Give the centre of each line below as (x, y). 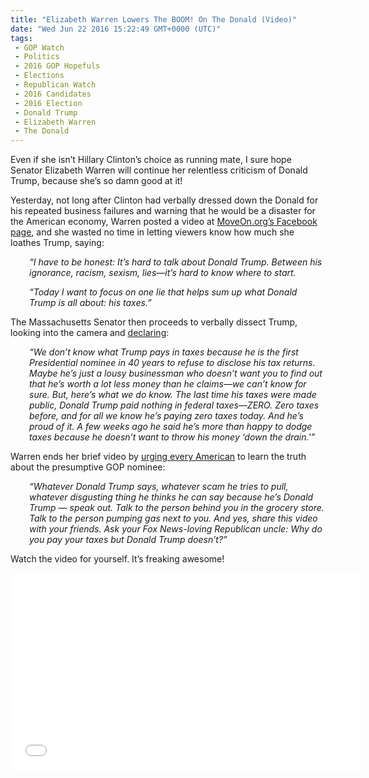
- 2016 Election (48, 103)
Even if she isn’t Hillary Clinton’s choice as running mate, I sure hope (151, 160)
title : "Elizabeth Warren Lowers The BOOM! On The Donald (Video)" (154, 19)
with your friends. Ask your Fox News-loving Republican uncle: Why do (176, 529)
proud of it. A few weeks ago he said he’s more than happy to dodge (171, 427)
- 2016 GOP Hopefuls (57, 66)
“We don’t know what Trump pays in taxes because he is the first (164, 352)
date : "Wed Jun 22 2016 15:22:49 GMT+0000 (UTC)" (116, 29)
